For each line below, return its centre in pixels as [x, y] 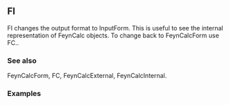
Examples [24, 94]
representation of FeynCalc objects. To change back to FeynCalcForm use [113, 35]
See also [22, 60]
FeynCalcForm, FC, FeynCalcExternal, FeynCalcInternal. [87, 76]
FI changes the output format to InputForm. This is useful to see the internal [115, 28]
